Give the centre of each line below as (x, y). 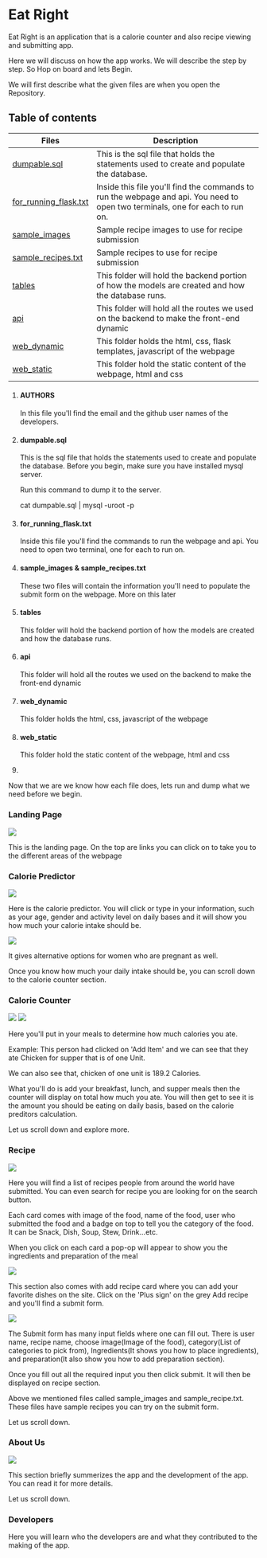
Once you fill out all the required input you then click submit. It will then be (130, 1374)
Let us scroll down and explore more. (69, 1129)
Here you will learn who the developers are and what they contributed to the (133, 1537)
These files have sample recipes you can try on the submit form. (114, 1407)
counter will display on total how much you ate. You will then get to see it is (131, 1098)
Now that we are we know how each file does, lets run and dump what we (129, 785)
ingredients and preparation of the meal (73, 1255)
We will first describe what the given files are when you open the (114, 84)
